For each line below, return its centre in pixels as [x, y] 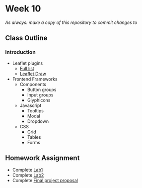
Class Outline [26, 38]
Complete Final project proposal [45, 181]
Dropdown [38, 121]
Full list [27, 68]
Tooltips [35, 110]
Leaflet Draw [33, 74]
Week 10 [23, 9]
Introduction [20, 52]
